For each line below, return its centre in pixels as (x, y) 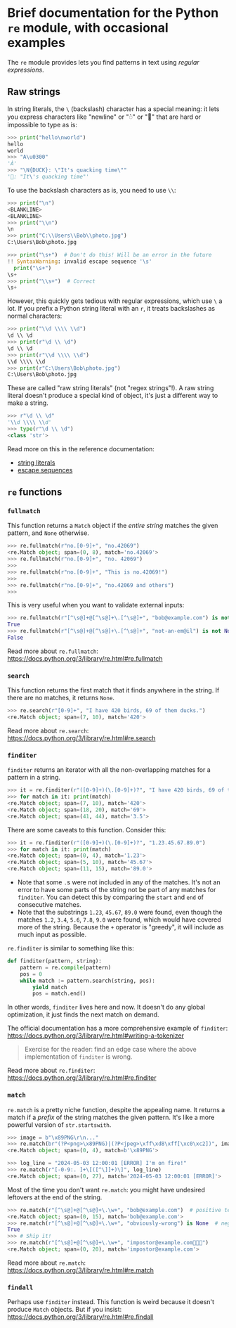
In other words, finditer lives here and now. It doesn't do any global (106, 1007)
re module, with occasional (88, 28)
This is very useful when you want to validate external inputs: (96, 605)
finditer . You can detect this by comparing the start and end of (110, 897)
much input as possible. (52, 935)
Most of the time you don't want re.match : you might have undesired (106, 1190)
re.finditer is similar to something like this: (71, 948)
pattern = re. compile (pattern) (66, 967)
